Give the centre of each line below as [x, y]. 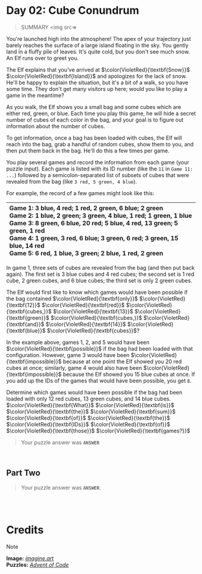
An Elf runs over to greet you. [43, 58]
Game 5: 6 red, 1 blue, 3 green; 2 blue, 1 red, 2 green [86, 253]
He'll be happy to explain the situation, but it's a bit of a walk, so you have [97, 83]
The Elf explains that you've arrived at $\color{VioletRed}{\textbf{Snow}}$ [98, 69]
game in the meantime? [35, 95]
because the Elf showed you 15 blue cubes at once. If [129, 374]
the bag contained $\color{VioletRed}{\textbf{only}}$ [72, 298]
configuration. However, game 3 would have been [68, 355]
